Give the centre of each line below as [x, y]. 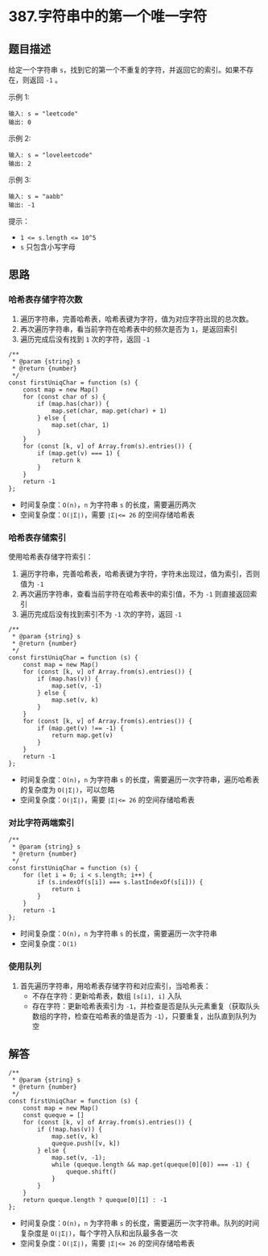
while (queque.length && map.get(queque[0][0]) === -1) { [150, 1165]
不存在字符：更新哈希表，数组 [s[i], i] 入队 [107, 996]
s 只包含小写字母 [47, 247]
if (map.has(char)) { [74, 404]
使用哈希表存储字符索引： [51, 556]
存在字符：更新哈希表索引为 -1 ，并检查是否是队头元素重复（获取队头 [146, 1006]
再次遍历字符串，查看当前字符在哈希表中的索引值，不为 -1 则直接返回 [135, 593]
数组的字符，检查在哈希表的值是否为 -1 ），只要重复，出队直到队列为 [144, 1016]
